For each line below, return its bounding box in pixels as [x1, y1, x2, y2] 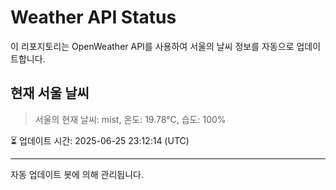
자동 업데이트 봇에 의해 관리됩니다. [10, 168, 144, 180]
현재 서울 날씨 [10, 85, 90, 102]
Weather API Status [10, 6, 177, 29]
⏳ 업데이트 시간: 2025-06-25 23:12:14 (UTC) [10, 134, 190, 146]
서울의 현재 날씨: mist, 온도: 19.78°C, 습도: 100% [34, 113, 227, 125]
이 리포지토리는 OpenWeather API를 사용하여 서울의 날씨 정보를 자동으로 [10, 40, 295, 52]
